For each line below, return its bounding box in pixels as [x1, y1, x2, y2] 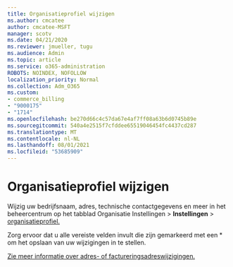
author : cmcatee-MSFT [7, 23, 71, 30]
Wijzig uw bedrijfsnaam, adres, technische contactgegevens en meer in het [7, 202, 227, 210]
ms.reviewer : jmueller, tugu [7, 43, 93, 50]
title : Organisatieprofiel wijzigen [7, 10, 115, 18]
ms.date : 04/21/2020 [7, 37, 68, 44]
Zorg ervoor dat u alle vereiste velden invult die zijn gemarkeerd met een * [7, 230, 223, 239]
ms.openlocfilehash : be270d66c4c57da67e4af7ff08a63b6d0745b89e [7, 115, 197, 122]
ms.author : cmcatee [7, 17, 65, 24]
